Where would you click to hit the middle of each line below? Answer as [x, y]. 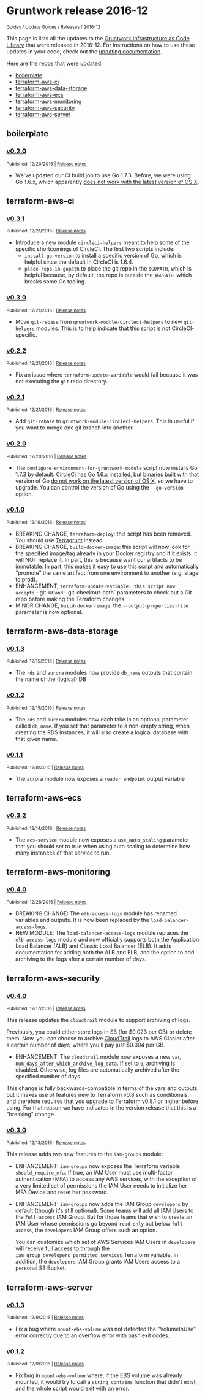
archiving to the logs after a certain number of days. [81, 959]
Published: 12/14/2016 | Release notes [46, 828]
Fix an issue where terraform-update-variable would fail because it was [106, 374]
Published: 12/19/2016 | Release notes [46, 522]
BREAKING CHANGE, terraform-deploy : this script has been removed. [103, 534]
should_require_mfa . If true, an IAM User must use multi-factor [94, 1173]
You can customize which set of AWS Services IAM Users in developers [105, 1242]
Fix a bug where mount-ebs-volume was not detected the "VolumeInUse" [106, 1329]
